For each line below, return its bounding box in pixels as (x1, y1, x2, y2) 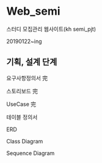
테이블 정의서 (6, 113, 38, 121)
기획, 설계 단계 (6, 57, 57, 67)
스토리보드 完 (6, 87, 38, 94)
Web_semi (6, 4, 60, 18)
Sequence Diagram (6, 149, 55, 157)
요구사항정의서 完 (6, 74, 48, 81)
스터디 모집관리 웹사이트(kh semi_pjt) (6, 25, 97, 32)
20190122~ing (6, 37, 42, 45)
